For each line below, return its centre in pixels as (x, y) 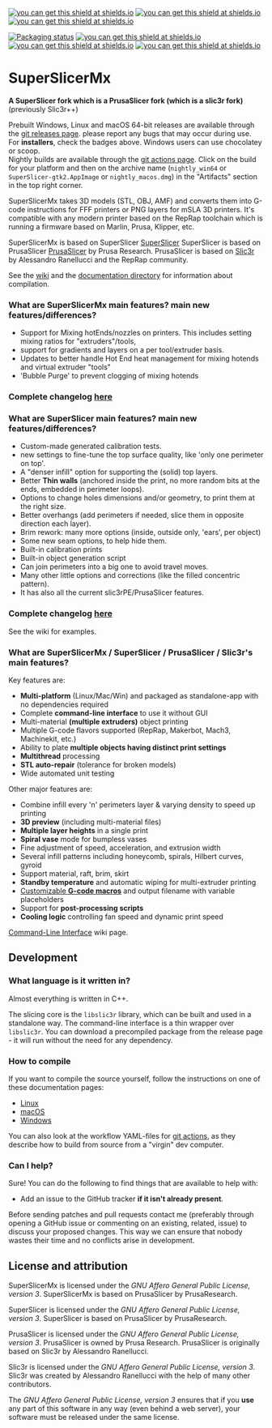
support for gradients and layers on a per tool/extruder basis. (122, 350)
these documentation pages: (56, 1088)
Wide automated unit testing (67, 773)
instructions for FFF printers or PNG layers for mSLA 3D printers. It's (141, 209)
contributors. (30, 1384)
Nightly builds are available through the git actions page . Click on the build (132, 159)
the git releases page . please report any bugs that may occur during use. (130, 133)
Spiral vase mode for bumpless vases (83, 840)
